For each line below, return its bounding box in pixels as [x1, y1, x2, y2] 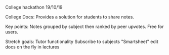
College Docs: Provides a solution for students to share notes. [5, 14, 134, 19]
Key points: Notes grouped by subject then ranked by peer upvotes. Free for [5, 23, 164, 29]
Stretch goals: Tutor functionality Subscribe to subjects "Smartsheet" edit [5, 38, 158, 44]
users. [5, 29, 19, 34]
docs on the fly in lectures [5, 44, 60, 49]
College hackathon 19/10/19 [5, 4, 63, 10]
